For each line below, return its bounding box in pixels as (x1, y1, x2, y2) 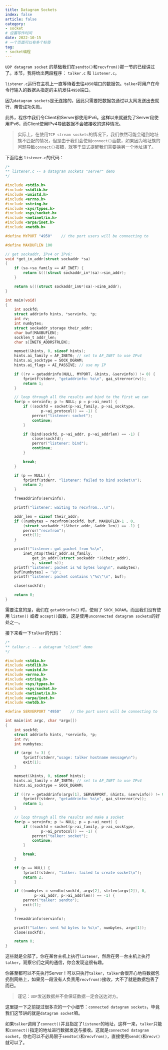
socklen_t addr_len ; (14, 335, 57, 340)
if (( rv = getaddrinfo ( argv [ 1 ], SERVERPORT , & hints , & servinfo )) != (14, 792, 160, 797)
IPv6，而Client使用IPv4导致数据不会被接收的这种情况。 (9, 121, 123, 127)
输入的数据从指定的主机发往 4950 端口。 (13, 87, 93, 93)
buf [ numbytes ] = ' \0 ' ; (14, 569, 61, 575)
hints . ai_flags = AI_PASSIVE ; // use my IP (14, 363, 106, 368)
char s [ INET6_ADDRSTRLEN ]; (14, 339, 70, 344)
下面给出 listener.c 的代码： (5, 154, 64, 160)
